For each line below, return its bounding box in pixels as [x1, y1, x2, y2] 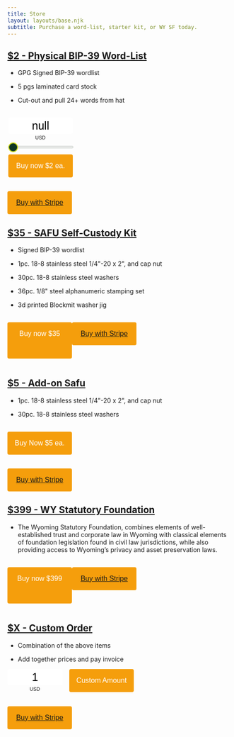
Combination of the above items [17, 641, 111, 649]
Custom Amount [76, 676, 127, 685]
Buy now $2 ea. [16, 162, 66, 170]
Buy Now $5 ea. [14, 439, 65, 447]
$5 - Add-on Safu [7, 377, 86, 390]
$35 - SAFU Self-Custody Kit [7, 227, 137, 239]
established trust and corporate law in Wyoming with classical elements [17, 530, 227, 539]
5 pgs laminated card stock [17, 82, 98, 91]
